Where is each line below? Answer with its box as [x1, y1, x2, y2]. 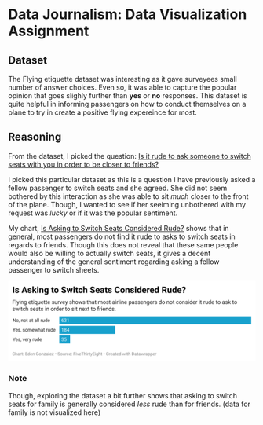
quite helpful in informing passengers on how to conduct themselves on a [8, 100, 247, 108]
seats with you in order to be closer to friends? [8, 159, 159, 169]
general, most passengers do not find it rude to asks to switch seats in [8, 232, 236, 241]
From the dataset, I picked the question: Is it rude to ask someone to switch [8, 151, 251, 160]
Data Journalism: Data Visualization [8, 5, 247, 24]
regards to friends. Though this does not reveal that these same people [8, 240, 239, 249]
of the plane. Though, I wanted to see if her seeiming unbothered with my [8, 200, 246, 209]
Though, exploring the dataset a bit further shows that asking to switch [8, 390, 238, 400]
